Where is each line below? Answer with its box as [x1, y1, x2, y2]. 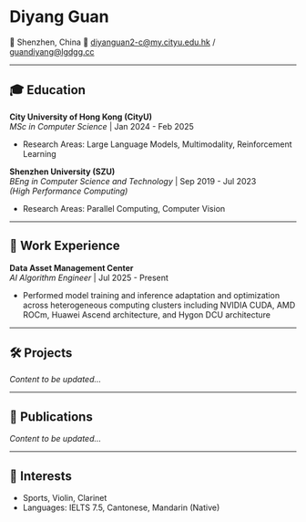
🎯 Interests [9, 468, 73, 484]
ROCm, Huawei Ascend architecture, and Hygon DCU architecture [22, 308, 271, 320]
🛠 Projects [9, 345, 73, 360]
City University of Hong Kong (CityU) [9, 111, 153, 122]
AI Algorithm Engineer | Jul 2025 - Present [9, 272, 168, 283]
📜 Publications [9, 409, 93, 424]
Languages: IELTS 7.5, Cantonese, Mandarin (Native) [22, 502, 220, 513]
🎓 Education [9, 82, 87, 98]
